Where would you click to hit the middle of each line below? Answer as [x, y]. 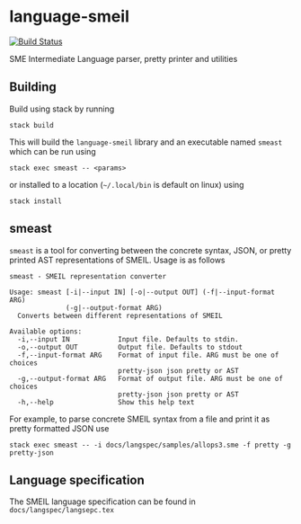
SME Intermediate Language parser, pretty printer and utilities [124, 58]
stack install [36, 201]
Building [33, 87]
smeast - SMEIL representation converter [88, 276]
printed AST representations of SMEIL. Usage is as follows [117, 260]
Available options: [46, 331]
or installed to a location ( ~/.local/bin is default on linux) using [127, 184]
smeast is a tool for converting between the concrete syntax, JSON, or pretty [150, 250]
